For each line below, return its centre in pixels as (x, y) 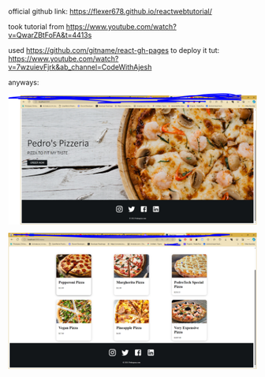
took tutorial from (36, 26)
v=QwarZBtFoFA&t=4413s (50, 35)
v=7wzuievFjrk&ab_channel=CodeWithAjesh (80, 67)
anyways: (24, 82)
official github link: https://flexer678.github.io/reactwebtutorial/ (110, 11)
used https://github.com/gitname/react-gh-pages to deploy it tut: (114, 50)
